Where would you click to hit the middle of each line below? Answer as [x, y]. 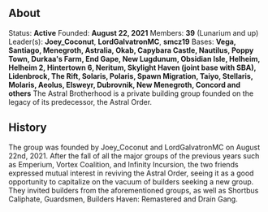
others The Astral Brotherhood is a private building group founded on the [131, 93]
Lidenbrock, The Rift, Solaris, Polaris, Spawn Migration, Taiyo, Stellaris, [131, 76]
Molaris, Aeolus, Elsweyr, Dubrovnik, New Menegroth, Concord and [125, 84]
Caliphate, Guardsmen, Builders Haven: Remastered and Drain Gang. [123, 199]
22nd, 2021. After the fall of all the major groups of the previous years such [134, 156]
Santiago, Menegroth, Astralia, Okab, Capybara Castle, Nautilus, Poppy [131, 50]
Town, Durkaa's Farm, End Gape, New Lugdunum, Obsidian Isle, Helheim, [134, 58]
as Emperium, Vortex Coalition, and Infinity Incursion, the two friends [123, 164]
